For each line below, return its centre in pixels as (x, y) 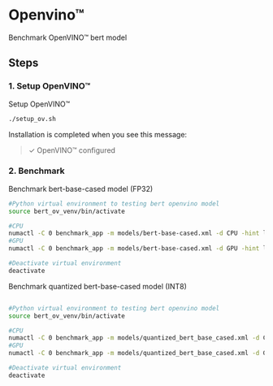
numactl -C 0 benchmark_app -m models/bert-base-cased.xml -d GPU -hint (134, 249)
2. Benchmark (37, 171)
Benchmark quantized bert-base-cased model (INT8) (97, 286)
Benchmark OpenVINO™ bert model (68, 37)
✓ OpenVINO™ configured (72, 150)
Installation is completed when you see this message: (98, 134)
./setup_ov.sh (32, 119)
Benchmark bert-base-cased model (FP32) (81, 189)
